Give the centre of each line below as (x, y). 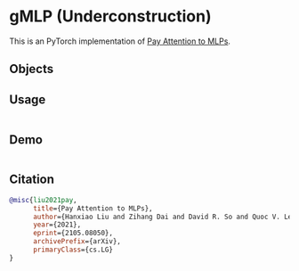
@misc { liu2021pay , (43, 200)
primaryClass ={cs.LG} (73, 250)
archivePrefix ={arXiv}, (77, 242)
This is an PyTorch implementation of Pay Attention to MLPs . (120, 41)
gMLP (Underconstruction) (110, 16)
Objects (32, 69)
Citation (32, 180)
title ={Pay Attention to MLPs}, (93, 208)
